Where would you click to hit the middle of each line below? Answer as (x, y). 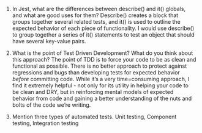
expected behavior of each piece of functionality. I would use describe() (103, 28)
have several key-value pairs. (49, 41)
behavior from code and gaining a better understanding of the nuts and (102, 98)
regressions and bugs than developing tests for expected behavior (96, 72)
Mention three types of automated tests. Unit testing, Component (94, 117)
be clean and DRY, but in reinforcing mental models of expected (93, 92)
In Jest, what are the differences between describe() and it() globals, (99, 9)
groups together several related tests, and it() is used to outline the (96, 22)
